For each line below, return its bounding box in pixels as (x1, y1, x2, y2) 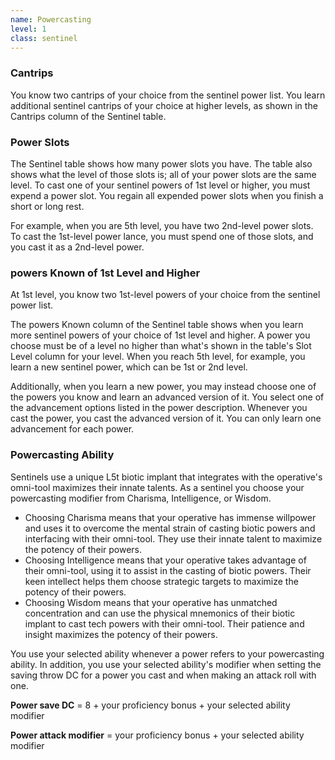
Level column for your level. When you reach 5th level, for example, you (10, 351, 306, 363)
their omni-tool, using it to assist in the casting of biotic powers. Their (24, 564, 312, 576)
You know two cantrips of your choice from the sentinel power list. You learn (10, 89, 326, 101)
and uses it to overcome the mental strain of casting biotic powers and (24, 522, 316, 534)
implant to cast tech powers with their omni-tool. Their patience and (24, 617, 305, 630)
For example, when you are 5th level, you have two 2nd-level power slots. (10, 219, 314, 231)
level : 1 (10, 24, 47, 34)
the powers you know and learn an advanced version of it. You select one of (10, 391, 325, 403)
